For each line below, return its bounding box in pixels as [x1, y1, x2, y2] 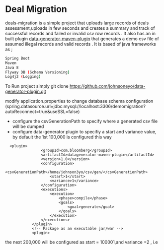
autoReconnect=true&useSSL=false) [5, 109, 80, 115]
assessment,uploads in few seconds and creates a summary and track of [5, 25, 155, 31]
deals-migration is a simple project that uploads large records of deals [5, 20, 149, 26]
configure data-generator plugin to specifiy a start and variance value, [12, 129, 157, 135]
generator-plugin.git [5, 88, 46, 95]
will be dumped [12, 124, 44, 129]
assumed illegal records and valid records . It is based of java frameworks [5, 41, 157, 47]
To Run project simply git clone [5, 83, 69, 89]
